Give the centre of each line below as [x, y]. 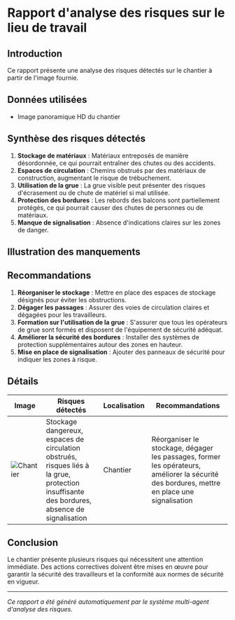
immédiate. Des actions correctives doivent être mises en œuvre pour [108, 567]
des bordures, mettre [186, 483]
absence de [65, 509]
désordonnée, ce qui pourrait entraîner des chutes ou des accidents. [116, 163]
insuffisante [65, 491]
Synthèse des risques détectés [77, 139]
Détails [23, 382]
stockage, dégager [182, 448]
